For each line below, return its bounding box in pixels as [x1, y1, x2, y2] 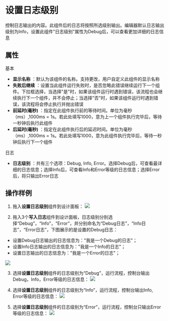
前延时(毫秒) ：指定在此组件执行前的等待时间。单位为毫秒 [12, 107, 133, 113]
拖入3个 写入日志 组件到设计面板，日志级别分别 [12, 214, 108, 220]
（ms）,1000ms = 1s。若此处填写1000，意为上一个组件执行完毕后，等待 [12, 114, 162, 120]
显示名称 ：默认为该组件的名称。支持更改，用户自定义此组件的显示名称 [12, 76, 160, 82]
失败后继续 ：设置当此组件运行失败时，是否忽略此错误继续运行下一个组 [12, 82, 160, 88]
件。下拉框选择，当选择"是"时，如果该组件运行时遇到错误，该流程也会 [12, 89, 158, 95]
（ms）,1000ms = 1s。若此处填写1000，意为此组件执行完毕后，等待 [12, 132, 153, 138]
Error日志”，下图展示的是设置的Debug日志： [25, 226, 118, 232]
